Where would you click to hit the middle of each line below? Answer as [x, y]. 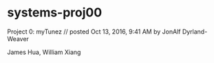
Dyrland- [195, 32]
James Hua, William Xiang [44, 52]
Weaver [18, 38]
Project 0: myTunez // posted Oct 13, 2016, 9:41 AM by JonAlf [94, 32]
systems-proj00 [55, 13]
